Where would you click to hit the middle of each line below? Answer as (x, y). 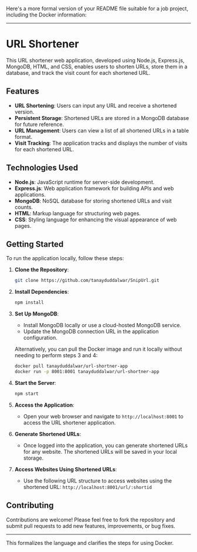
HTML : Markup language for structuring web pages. (77, 213)
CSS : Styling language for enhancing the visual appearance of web (96, 220)
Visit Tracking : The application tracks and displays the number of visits (101, 143)
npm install (29, 302)
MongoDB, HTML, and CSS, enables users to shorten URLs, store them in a (97, 66)
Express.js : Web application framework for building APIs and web (94, 188)
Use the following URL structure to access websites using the (98, 480)
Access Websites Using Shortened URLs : (66, 469)
